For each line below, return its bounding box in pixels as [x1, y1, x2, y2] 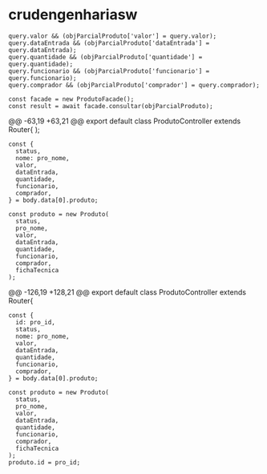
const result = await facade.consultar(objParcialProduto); [8, 102, 214, 110]
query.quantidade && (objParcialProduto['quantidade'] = [8, 53, 203, 61]
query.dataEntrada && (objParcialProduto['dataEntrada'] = [8, 38, 210, 47]
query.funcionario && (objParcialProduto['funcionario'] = [8, 66, 210, 75]
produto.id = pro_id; [8, 458, 81, 466]
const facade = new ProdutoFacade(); [8, 94, 135, 103]
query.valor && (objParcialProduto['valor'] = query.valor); [8, 32, 217, 40]
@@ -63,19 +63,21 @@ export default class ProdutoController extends [8, 116, 241, 126]
